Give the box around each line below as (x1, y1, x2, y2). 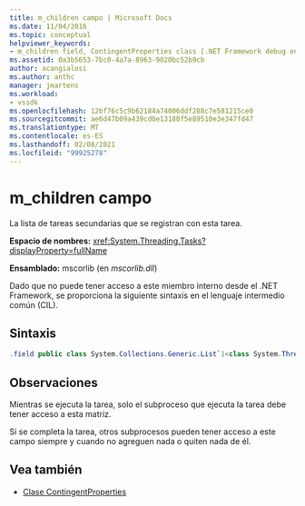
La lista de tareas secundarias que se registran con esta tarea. (9, 217, 242, 228)
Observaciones (9, 374, 98, 391)
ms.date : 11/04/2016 (9, 22, 88, 31)
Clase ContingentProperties (22, 486, 127, 497)
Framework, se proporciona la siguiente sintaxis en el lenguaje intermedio (9, 290, 285, 301)
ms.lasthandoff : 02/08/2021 (9, 140, 116, 149)
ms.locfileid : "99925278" (9, 148, 107, 157)
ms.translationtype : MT (9, 124, 100, 133)
